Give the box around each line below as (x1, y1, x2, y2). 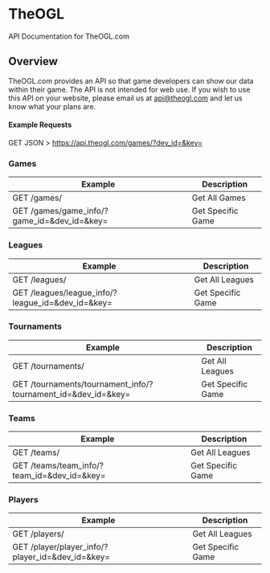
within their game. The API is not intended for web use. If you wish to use (8, 84, 251, 94)
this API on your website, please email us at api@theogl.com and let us (8, 93, 243, 103)
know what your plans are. (8, 101, 96, 111)
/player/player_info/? (31, 542, 108, 553)
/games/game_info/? (31, 206, 108, 217)
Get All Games (191, 192, 247, 203)
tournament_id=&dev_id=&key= (12, 388, 131, 399)
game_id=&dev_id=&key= (12, 215, 108, 227)
